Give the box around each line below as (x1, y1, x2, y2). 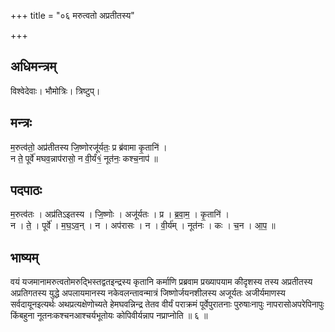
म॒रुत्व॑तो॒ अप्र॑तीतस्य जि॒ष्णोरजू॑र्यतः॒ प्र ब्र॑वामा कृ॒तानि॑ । (10, 141, 168, 153)
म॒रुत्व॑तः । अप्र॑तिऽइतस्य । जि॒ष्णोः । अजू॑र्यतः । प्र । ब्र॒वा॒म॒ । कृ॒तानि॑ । (10, 208, 230, 220)
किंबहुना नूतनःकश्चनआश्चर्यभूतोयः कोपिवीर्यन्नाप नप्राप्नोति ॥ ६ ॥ (10, 310, 208, 322)
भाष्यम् (10, 249, 39, 266)
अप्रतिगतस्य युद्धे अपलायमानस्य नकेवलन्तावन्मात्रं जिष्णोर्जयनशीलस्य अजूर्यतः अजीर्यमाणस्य (10, 287, 286, 299)
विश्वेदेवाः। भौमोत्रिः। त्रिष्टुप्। (10, 85, 101, 97)
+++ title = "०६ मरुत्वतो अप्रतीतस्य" (10, 10, 135, 21)
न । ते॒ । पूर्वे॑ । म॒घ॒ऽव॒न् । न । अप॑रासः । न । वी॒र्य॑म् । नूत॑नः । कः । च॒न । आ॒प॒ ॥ (10, 220, 276, 232)
